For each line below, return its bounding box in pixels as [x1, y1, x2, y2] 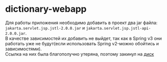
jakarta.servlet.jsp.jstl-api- [86, 26, 151, 31]
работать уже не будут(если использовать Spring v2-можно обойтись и [5, 40, 159, 46]
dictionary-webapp [5, 3, 87, 15]
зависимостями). [5, 46, 42, 52]
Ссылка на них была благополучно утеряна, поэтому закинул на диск [5, 51, 155, 57]
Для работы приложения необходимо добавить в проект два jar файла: [5, 20, 158, 26]
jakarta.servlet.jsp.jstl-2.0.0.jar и [5, 25, 85, 31]
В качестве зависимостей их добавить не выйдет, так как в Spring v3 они [5, 35, 162, 41]
